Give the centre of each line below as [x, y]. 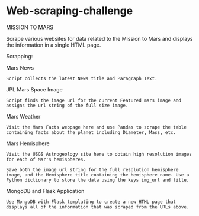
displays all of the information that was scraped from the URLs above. [98, 207]
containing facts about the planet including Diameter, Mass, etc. [91, 132]
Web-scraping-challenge [70, 11]
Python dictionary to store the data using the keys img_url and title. [98, 180]
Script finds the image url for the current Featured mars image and [94, 100]
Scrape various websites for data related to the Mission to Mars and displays [100, 38]
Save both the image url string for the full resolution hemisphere [92, 169]
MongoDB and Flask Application [45, 191]
